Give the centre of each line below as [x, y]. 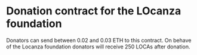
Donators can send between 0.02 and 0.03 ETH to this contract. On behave [99, 40]
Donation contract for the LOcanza [94, 11]
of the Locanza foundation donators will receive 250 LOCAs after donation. [98, 47]
